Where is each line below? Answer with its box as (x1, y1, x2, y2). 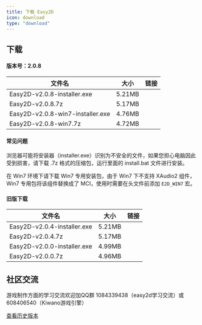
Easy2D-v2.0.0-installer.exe (9, 242, 92, 251)
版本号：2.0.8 (6, 62, 41, 70)
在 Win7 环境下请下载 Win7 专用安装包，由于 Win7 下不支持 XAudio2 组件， (6, 173, 196, 180)
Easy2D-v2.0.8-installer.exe (9, 89, 92, 98)
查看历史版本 (6, 312, 38, 320)
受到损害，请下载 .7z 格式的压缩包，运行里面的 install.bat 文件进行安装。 (6, 159, 188, 167)
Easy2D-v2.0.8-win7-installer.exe (9, 109, 111, 118)
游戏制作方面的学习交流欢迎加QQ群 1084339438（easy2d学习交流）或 (6, 292, 184, 299)
